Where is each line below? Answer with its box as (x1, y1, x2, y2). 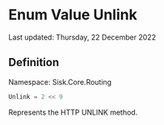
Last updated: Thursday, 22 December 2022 (8, 32, 156, 42)
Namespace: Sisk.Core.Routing (8, 77, 111, 86)
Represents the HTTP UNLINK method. (8, 107, 138, 117)
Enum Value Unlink (8, 6, 137, 24)
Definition (8, 56, 59, 69)
